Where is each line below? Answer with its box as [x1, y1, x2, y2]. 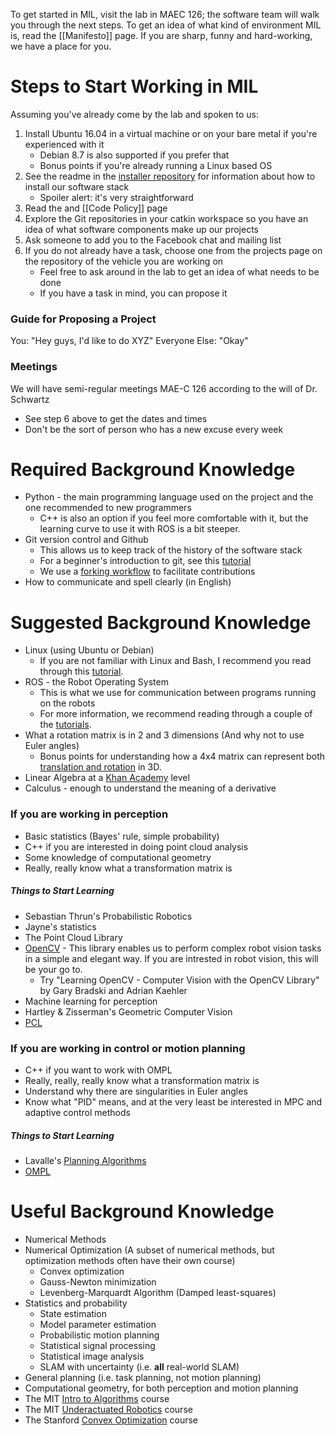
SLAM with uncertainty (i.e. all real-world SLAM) [39, 1360, 240, 1373]
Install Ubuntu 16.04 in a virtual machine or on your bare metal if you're [24, 127, 318, 139]
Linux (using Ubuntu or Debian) [24, 644, 155, 656]
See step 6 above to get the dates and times [24, 412, 208, 424]
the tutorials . [39, 719, 92, 731]
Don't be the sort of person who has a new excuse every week [24, 423, 284, 435]
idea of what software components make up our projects [24, 223, 259, 235]
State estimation [39, 1307, 107, 1319]
